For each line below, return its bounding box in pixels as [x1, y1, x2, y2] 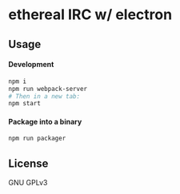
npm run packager [8, 134, 66, 143]
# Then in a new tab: [8, 92, 81, 101]
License [8, 156, 49, 170]
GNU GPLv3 [8, 178, 48, 188]
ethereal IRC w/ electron [8, 6, 173, 24]
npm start [8, 100, 42, 108]
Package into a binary [8, 117, 82, 126]
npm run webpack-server [8, 85, 88, 93]
